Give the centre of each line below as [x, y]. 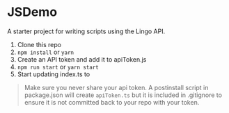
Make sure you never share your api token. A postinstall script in [116, 87]
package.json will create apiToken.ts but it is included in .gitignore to [123, 95]
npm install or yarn [46, 52]
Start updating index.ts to [54, 74]
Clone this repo [39, 44]
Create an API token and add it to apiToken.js [82, 59]
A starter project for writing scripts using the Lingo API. [86, 31]
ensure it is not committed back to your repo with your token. [112, 102]
